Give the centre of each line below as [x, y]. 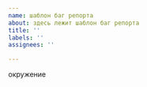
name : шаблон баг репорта [51, 15]
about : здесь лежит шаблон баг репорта [74, 23]
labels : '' [26, 38]
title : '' [24, 30]
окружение [27, 74]
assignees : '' [32, 45]
